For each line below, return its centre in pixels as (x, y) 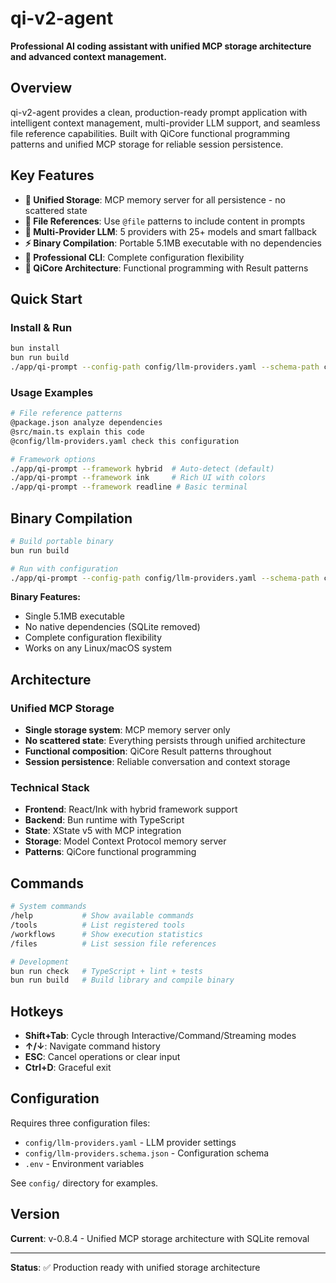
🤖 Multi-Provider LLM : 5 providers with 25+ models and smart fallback (170, 231)
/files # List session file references (113, 943)
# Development (40, 962)
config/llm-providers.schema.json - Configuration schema (147, 1153)
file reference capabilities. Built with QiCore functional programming (150, 133)
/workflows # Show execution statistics (106, 934)
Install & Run (41, 327)
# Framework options (53, 459)
